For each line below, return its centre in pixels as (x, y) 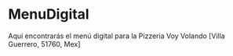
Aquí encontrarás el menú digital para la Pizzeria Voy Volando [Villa (116, 36)
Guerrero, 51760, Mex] (44, 44)
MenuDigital (49, 14)
